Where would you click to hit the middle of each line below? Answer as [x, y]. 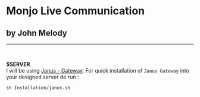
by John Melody [37, 33]
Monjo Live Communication [75, 11]
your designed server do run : [43, 77]
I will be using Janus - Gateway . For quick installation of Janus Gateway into [98, 71]
